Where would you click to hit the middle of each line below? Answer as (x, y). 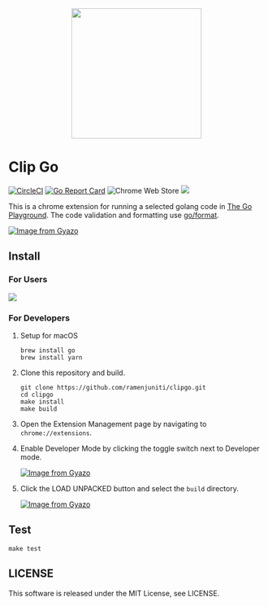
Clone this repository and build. (73, 373)
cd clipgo (37, 395)
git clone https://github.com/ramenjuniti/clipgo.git (113, 387)
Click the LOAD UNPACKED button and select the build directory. (130, 488)
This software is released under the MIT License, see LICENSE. (114, 593)
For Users (28, 280)
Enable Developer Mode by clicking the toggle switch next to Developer (140, 448)
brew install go (48, 350)
